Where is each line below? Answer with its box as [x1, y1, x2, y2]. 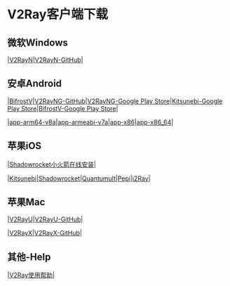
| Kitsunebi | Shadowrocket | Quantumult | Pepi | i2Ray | [7, 174, 151, 183]
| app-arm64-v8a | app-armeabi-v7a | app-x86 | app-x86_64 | [7, 117, 174, 126]
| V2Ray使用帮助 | [7, 271, 55, 280]
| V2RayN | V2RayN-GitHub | [7, 56, 83, 64]
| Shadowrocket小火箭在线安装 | [7, 160, 97, 169]
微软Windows [7, 37, 68, 48]
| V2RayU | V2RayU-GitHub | [7, 215, 83, 223]
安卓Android [7, 78, 62, 90]
